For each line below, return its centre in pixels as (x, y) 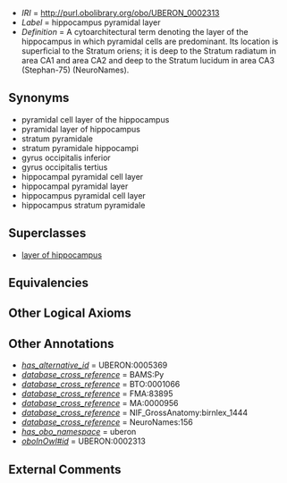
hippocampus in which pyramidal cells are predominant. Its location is (150, 41)
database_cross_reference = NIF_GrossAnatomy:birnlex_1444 (135, 413)
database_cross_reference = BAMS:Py (93, 375)
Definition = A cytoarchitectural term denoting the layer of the (135, 32)
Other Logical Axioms (70, 314)
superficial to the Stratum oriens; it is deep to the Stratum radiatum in (148, 51)
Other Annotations (61, 343)
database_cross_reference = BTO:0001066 (101, 385)
